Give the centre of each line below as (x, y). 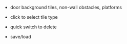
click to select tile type (34, 17)
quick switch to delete (34, 27)
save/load (20, 37)
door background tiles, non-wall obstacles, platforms (66, 7)
